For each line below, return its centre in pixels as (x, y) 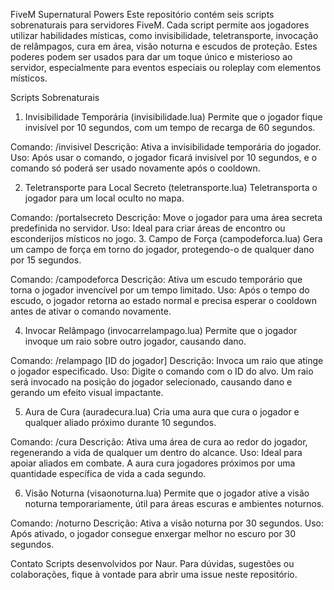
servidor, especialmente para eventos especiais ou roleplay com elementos (166, 67)
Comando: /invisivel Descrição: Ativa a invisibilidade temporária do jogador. (166, 147)
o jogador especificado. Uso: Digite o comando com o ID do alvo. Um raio (162, 371)
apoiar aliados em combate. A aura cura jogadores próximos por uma (153, 463)
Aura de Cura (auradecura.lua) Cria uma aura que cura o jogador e (162, 412)
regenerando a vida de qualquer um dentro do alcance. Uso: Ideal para (156, 452)
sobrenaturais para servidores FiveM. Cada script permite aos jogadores (160, 25)
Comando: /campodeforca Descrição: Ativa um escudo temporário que (156, 279)
